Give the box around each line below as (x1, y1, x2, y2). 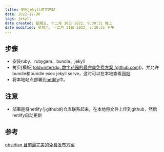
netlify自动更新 (12, 112, 42, 118)
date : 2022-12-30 (5, 12, 41, 17)
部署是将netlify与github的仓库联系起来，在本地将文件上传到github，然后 (12, 106, 158, 112)
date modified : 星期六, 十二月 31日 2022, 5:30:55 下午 (5, 25, 115, 30)
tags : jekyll (5, 16, 32, 21)
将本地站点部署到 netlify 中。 (12, 76, 68, 82)
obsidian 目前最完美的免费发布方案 (5, 142, 75, 148)
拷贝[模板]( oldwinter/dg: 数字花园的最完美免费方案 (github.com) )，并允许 (12, 64, 159, 70)
